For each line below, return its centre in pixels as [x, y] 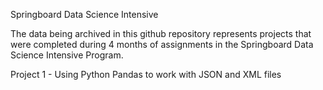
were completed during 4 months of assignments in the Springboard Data [162, 44]
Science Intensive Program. [67, 55]
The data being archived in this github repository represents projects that [161, 33]
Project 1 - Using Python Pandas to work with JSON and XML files [146, 74]
